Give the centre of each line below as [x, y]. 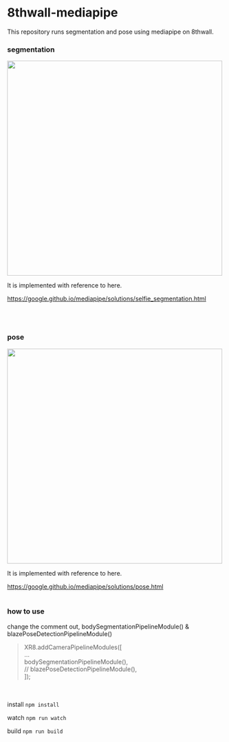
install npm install [33, 704]
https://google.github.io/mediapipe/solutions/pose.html [85, 587]
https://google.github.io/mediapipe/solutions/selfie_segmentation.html [107, 299]
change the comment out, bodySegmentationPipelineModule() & [98, 626]
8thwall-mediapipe [63, 13]
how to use [26, 611]
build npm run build [35, 731]
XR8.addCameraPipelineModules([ [73, 647]
